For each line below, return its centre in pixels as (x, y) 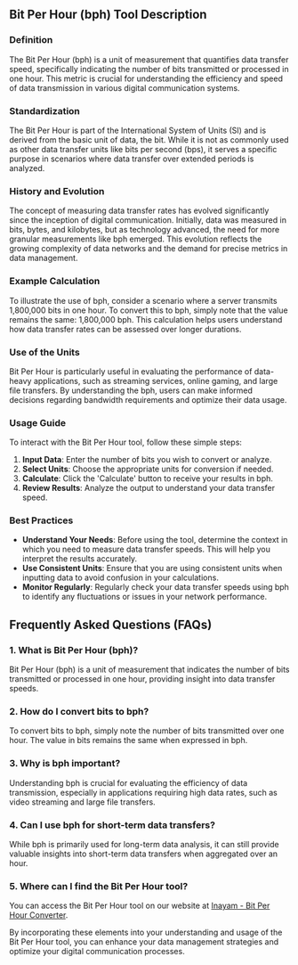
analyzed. (27, 168)
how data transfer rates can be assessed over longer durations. (125, 329)
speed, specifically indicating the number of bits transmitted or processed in (149, 69)
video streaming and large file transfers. (82, 802)
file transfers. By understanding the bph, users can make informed (131, 390)
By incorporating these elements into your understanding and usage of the (146, 932)
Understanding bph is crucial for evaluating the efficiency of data (129, 782)
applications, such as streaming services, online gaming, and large (156, 380)
